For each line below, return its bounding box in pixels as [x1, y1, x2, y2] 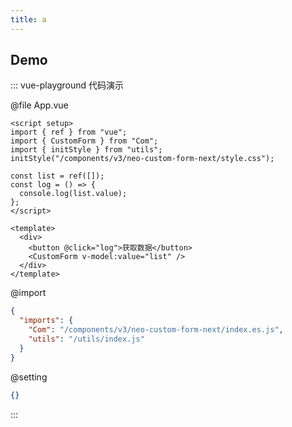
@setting [10, 371, 48, 383]
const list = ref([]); [10, 171, 105, 181]
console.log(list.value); [19, 189, 128, 199]
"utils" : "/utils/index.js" [28, 334, 145, 345]
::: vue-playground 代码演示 [10, 79, 125, 91]
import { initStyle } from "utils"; [10, 145, 163, 155]
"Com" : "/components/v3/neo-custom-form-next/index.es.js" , [28, 325, 284, 335]
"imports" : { [19, 316, 74, 326]
